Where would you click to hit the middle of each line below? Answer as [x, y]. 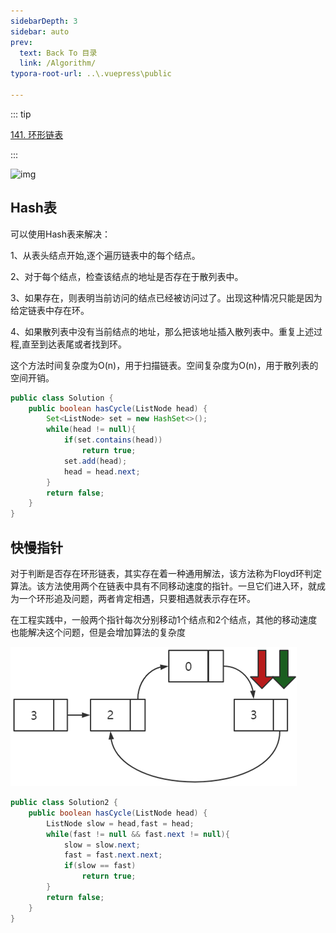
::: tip [21, 114]
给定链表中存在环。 [50, 310]
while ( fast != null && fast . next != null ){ [138, 834]
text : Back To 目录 [58, 53]
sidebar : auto [40, 31]
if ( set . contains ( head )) [113, 440]
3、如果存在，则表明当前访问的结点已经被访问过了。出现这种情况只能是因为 [166, 297]
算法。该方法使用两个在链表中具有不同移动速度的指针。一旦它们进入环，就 [163, 586]
